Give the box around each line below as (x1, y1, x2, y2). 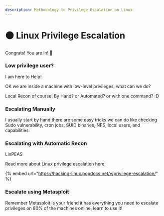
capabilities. (5, 127, 30, 133)
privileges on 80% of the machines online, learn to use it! (5, 205, 123, 211)
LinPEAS (5, 151, 23, 157)
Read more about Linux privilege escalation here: (5, 161, 106, 167)
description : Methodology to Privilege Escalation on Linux (5, 7, 133, 12)
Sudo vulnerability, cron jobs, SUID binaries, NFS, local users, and (5, 122, 141, 128)
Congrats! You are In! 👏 (5, 49, 53, 55)
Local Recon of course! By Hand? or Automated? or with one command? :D (5, 93, 159, 99)
